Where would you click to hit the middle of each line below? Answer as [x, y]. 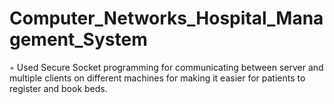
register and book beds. [58, 88]
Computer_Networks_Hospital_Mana [166, 18]
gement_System [78, 39]
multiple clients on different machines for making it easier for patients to [157, 78]
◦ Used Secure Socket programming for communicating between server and [166, 67]
